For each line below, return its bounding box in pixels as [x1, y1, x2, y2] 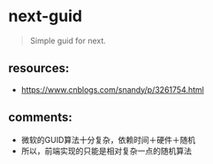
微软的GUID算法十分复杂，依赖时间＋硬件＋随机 [20, 134, 196, 145]
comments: [8, 110, 72, 125]
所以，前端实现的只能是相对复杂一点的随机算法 [20, 145, 192, 156]
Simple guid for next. [29, 35, 107, 46]
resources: [8, 61, 70, 76]
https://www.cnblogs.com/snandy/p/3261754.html [20, 84, 204, 94]
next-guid [8, 6, 83, 26]
